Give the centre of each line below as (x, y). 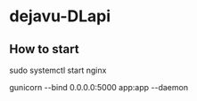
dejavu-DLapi (60, 16)
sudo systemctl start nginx (58, 70)
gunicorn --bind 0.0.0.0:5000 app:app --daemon (99, 87)
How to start (44, 49)
